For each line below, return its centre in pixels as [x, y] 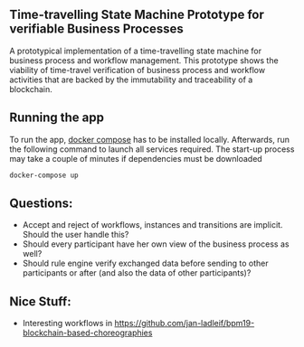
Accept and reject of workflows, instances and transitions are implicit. [152, 225]
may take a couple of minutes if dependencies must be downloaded [136, 158]
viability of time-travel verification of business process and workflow [137, 70]
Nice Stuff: [40, 301]
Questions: [41, 203]
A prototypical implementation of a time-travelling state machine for [136, 51]
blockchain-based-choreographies [87, 333]
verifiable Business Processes [96, 29]
